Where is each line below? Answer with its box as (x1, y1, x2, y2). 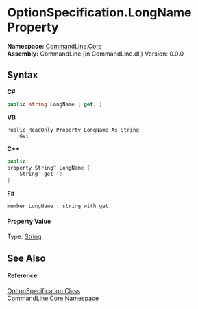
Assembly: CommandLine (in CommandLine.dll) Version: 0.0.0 (7, 49, 184, 58)
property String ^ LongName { (7, 164, 90, 171)
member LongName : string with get (7, 203, 109, 210)
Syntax (7, 69, 38, 81)
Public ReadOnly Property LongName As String (7, 126, 139, 133)
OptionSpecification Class (7, 286, 81, 295)
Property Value (7, 217, 51, 225)
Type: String (7, 232, 42, 241)
